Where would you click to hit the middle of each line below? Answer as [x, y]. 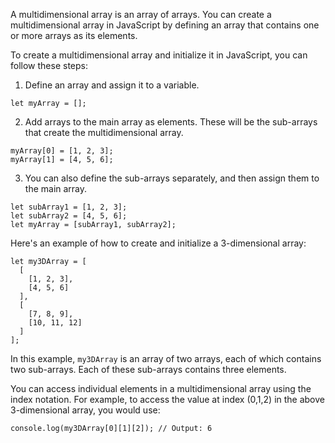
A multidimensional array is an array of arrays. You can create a [141, 14]
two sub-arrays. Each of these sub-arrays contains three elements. [148, 369]
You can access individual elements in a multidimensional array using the [161, 388]
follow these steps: [49, 65]
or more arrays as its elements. [74, 35]
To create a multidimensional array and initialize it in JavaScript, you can [159, 55]
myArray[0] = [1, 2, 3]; [62, 151]
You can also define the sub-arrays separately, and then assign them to [172, 178]
